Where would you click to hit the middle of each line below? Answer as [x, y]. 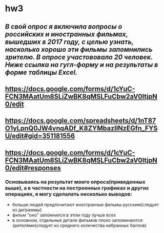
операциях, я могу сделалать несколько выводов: [69, 194]
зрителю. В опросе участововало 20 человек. [79, 57]
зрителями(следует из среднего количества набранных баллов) [79, 226]
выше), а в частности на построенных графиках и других [77, 188]
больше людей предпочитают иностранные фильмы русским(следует [85, 205]
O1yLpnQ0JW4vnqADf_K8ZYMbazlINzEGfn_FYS [81, 128]
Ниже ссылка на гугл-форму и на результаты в [82, 65]
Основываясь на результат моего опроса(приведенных [75, 182]
